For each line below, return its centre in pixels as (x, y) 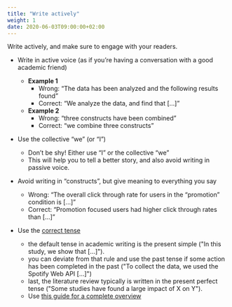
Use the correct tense (49, 231)
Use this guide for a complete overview (84, 296)
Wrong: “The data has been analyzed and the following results (128, 89)
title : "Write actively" (43, 14)
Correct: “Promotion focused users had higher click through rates (122, 210)
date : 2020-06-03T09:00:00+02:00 (56, 27)
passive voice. (49, 168)
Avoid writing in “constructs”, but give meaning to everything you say (117, 181)
